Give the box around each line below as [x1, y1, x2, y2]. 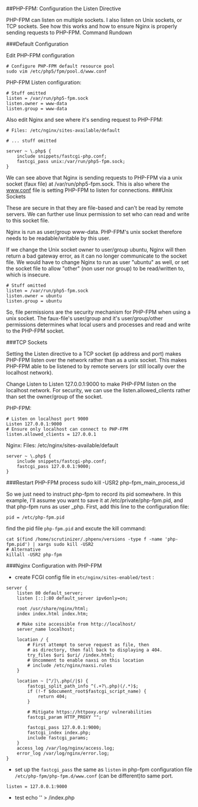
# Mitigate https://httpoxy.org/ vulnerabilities [27, 709, 152, 715]
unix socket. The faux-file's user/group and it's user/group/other [6, 315, 164, 321]
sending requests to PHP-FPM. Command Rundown [6, 29, 132, 36]
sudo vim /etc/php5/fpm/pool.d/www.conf [6, 69, 108, 74]
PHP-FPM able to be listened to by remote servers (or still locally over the [6, 363, 185, 370]
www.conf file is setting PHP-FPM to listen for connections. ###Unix [6, 187, 173, 194]
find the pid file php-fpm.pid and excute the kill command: [6, 525, 147, 532]
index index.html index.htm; [17, 611, 89, 617]
